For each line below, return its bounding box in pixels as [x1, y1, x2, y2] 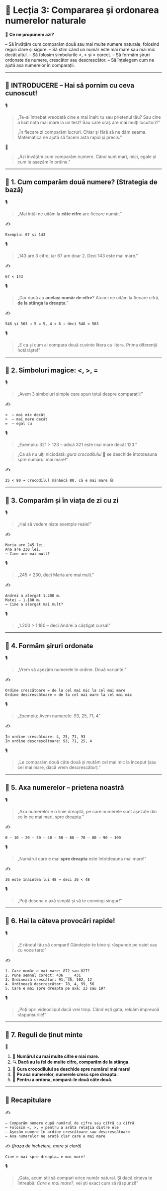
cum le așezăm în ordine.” [17, 159, 71, 165]
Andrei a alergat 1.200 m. [5, 594, 61, 598]
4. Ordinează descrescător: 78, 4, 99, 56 [5, 981, 94, 986]
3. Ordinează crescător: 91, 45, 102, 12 [5, 977, 92, 982]
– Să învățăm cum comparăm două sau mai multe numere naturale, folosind [5, 41, 160, 47]
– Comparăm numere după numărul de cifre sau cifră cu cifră [5, 1121, 135, 1126]
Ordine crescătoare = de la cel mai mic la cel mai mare [5, 688, 126, 693]
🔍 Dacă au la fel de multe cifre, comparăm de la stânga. [12, 1059, 130, 1065]
